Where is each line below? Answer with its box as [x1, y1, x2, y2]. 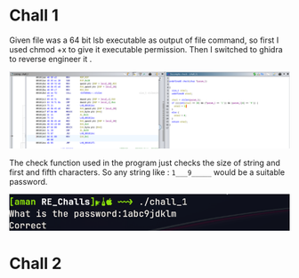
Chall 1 [9, 5, 60, 26]
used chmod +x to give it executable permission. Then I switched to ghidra [9, 44, 283, 54]
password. [9, 176, 48, 187]
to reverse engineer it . [9, 53, 93, 64]
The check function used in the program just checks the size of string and [9, 157, 280, 168]
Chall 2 [9, 253, 62, 274]
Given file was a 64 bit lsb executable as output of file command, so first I [9, 35, 279, 45]
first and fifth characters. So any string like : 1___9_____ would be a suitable [9, 166, 286, 178]
